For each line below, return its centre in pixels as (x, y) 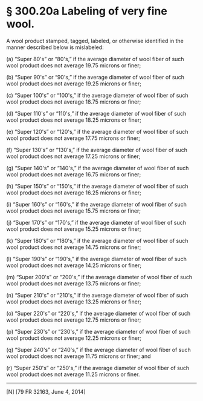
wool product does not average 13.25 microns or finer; (74, 302)
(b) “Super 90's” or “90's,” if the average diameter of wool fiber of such (95, 77)
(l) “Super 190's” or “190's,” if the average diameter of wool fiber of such (97, 259)
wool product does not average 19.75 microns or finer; (74, 65)
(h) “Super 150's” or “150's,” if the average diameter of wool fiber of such (97, 186)
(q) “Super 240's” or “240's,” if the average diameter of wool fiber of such (99, 350)
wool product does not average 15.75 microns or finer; (73, 211)
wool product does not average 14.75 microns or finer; (74, 247)
